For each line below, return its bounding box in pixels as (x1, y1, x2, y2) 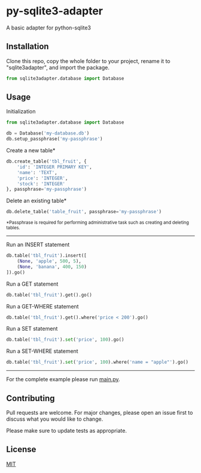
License (6, 444, 36, 454)
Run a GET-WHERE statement (6, 303, 79, 310)
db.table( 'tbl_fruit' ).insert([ (6, 253, 87, 259)
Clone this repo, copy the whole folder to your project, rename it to (6, 57, 170, 64)
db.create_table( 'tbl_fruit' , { (6, 158, 87, 164)
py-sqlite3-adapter (6, 4, 103, 18)
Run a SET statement (6, 325, 58, 333)
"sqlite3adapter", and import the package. (6, 64, 109, 71)
